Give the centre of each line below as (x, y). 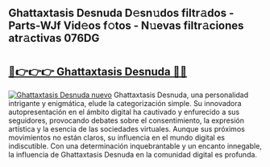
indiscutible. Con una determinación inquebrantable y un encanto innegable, (135, 146)
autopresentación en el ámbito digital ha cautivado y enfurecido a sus (124, 112)
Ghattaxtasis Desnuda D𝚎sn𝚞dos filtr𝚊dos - (121, 13)
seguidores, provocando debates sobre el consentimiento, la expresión (126, 120)
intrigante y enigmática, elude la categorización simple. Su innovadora (125, 103)
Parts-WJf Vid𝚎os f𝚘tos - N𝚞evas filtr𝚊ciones (126, 26)
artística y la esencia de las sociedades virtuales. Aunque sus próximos (127, 129)
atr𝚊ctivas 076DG (54, 38)
